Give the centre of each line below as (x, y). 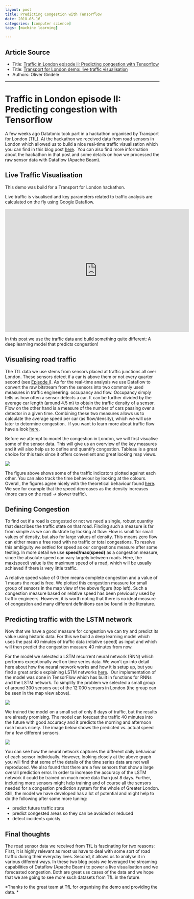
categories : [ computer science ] (38, 23)
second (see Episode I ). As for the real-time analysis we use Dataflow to (78, 382)
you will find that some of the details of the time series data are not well (77, 762)
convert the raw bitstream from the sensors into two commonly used (74, 387)
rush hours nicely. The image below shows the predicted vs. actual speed (79, 728)
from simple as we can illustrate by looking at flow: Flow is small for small (79, 532)
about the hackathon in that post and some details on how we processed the (82, 154)
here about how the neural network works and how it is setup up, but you (79, 667)
